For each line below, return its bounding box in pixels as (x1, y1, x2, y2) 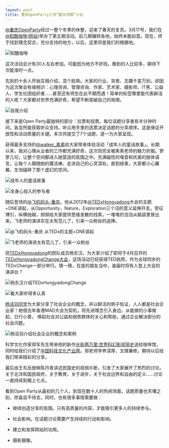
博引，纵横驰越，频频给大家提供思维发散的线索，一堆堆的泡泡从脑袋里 (5, 211, 151, 217)
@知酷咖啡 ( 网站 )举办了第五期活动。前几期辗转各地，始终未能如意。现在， (5, 33, 158, 39)
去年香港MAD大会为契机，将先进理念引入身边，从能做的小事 (27, 307, 152, 313)
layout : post (5, 7, 33, 13)
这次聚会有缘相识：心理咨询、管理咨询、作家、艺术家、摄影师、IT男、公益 (9, 84, 163, 90)
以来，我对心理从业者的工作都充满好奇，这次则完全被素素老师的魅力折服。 (5, 147, 159, 154)
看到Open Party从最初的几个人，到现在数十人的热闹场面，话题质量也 (5, 388, 148, 394)
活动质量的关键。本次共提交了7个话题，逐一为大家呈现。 (18, 131, 136, 137)
